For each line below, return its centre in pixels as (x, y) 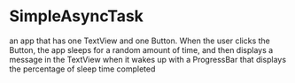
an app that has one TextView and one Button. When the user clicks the (140, 41)
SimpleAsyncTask (77, 16)
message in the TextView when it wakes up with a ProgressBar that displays (147, 59)
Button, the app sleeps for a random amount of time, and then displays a (141, 49)
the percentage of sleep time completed (82, 69)
